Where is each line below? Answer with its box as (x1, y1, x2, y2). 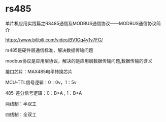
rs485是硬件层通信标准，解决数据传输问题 (5, 47, 93, 53)
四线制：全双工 (5, 111, 37, 117)
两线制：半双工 (5, 100, 37, 106)
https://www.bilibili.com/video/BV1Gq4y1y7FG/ (5, 36, 103, 43)
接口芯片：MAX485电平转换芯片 (5, 69, 73, 75)
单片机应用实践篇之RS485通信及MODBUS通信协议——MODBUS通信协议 (5, 20, 157, 26)
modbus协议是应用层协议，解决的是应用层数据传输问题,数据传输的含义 (5, 57, 153, 64)
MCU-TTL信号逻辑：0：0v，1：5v (5, 79, 77, 85)
